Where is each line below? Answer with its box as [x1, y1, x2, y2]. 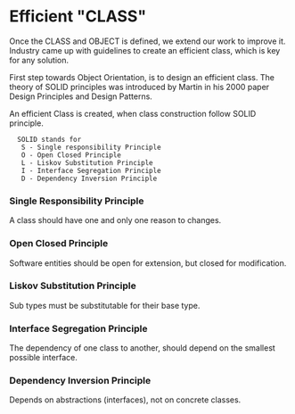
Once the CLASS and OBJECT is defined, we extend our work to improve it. [9, 36, 286, 46]
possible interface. [9, 352, 78, 363]
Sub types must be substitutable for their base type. [9, 300, 201, 310]
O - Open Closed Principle [20, 150, 122, 160]
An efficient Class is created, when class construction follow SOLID [9, 108, 257, 119]
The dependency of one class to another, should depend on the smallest [9, 343, 276, 353]
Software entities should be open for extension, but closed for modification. [9, 257, 287, 269]
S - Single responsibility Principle [20, 143, 162, 152]
